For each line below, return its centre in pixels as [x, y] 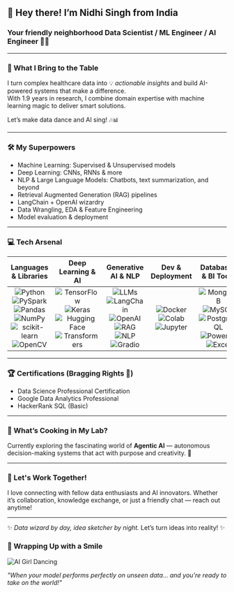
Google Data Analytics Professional [68, 398]
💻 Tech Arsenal [35, 242]
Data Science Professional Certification [73, 391]
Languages [30, 267]
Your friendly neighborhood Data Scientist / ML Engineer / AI [112, 33]
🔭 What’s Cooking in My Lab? [57, 430]
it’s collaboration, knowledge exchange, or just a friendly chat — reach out [114, 501]
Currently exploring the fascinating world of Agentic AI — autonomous [109, 446]
